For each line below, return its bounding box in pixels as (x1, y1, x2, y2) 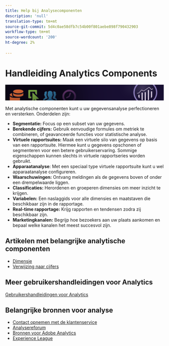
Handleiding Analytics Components (5, 67, 157, 79)
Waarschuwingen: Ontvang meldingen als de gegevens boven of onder (12, 174, 162, 180)
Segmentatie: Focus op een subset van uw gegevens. (12, 120, 125, 126)
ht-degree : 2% (5, 40, 35, 45)
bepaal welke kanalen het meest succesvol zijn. (12, 222, 112, 228)
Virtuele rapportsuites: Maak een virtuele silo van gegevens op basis (12, 136, 157, 143)
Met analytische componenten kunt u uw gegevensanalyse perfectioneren (5, 105, 159, 111)
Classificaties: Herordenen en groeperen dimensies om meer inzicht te (12, 184, 161, 191)
